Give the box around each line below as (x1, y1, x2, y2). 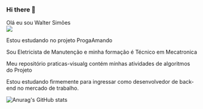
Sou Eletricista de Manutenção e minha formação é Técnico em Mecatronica (6, 48, 198, 56)
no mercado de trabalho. (17, 84, 79, 92)
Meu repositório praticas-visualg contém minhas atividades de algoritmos (6, 60, 190, 67)
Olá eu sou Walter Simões (6, 19, 71, 26)
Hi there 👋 (6, 5, 36, 14)
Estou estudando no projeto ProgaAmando (6, 37, 113, 44)
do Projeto (6, 66, 32, 74)
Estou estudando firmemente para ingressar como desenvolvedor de (6, 78, 178, 86)
